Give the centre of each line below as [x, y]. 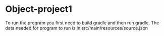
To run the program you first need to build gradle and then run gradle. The [82, 23]
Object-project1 [39, 9]
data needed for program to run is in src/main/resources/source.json [76, 28]
